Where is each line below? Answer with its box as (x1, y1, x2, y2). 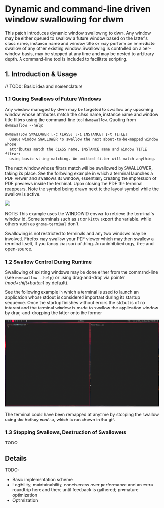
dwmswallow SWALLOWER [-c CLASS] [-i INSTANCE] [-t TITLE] (5, 132, 128, 137)
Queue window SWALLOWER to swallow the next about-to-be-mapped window (9, 137, 159, 142)
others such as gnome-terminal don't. (5, 221, 80, 227)
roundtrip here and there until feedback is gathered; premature (12, 486, 139, 492)
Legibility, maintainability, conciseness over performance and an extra (12, 482, 153, 487)
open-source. (5, 246, 33, 252)
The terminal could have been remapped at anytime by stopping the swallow (5, 411, 159, 417)
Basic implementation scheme (12, 476, 73, 482)
